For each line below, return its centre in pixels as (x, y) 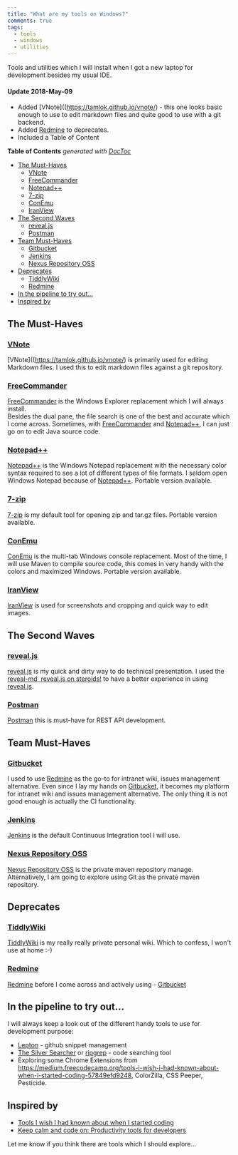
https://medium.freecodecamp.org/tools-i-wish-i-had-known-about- (118, 1068)
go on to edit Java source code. (54, 431)
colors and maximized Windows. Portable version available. (94, 572)
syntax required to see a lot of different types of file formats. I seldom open (117, 473)
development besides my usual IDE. (60, 75)
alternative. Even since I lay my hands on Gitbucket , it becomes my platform (118, 786)
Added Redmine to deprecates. (63, 130)
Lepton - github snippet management (72, 1045)
